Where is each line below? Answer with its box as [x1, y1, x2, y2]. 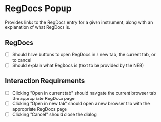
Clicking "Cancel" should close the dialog [12, 111, 97, 117]
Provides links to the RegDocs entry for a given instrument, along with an [5, 19, 153, 25]
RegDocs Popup [5, 3, 72, 14]
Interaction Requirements [5, 77, 85, 85]
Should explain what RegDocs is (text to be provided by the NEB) [12, 62, 144, 68]
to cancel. [12, 57, 33, 63]
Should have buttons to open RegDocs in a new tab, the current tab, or [12, 51, 156, 57]
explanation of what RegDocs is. [5, 24, 70, 30]
